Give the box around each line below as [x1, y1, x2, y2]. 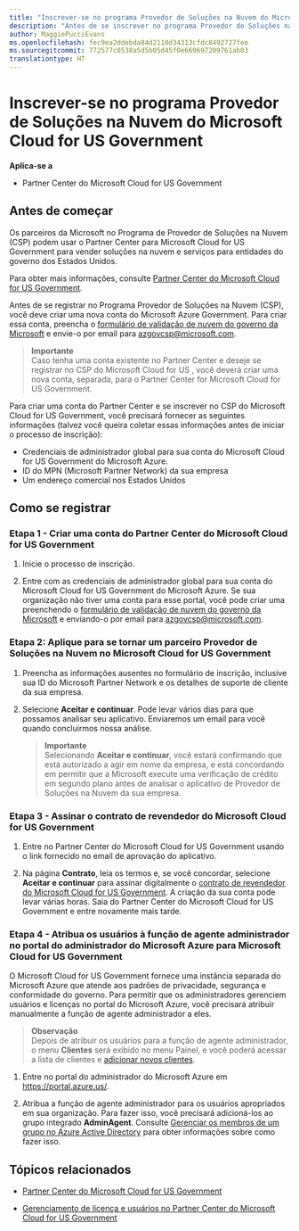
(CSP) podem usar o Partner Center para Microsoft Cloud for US [9, 236, 245, 247]
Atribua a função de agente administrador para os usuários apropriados [21, 1098, 286, 1109]
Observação [30, 1026, 78, 1037]
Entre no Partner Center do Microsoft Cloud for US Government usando [21, 841, 285, 852]
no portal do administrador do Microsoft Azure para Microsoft [9, 938, 282, 951]
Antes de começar [9, 203, 114, 219]
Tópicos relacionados [9, 1161, 132, 1177]
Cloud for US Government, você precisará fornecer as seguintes [9, 409, 246, 420]
